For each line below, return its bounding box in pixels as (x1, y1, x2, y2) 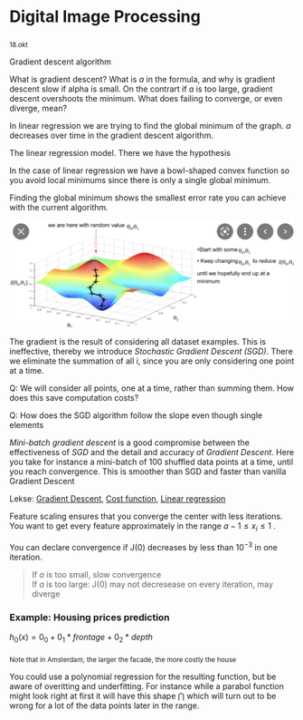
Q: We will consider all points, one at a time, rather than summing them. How (9, 383, 295, 394)
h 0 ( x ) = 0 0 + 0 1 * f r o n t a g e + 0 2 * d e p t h (9, 631, 154, 645)
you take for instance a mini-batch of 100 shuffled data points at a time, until (9, 456, 294, 468)
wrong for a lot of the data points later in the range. (9, 700, 200, 711)
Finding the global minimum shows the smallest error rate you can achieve (9, 192, 287, 203)
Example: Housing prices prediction (9, 610, 170, 623)
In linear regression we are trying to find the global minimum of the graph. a (9, 120, 291, 131)
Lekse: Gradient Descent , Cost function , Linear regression (9, 493, 226, 504)
